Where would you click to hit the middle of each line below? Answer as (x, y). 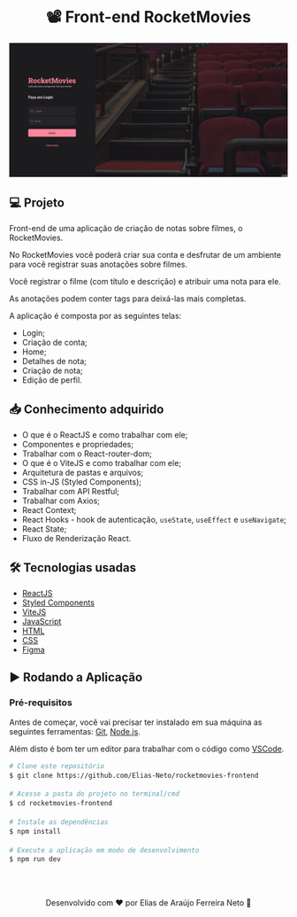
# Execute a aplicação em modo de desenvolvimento (104, 850)
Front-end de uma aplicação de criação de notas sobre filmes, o (126, 229)
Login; (34, 333)
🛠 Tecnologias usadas (73, 567)
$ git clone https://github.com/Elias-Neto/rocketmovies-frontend (134, 775)
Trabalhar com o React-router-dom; (87, 454)
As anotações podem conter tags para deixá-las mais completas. (128, 299)
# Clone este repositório (57, 766)
